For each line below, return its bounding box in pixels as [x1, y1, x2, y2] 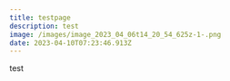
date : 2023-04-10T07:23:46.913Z [9, 38, 132, 48]
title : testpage [9, 13, 71, 22]
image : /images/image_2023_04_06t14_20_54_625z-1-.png [9, 30, 222, 39]
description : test [9, 22, 79, 31]
